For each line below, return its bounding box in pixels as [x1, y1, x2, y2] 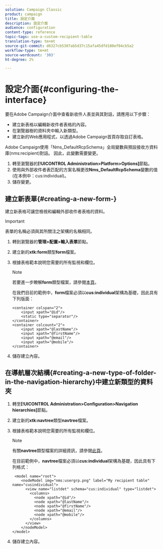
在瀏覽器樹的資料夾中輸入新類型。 [12, 128, 81, 134]
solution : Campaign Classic [5, 7, 62, 12]
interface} [5, 95, 47, 105]
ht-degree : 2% [5, 57, 34, 62]
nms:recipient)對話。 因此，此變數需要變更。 [11, 150, 101, 156]
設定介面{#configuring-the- [5, 84, 119, 95]
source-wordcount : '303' [5, 52, 55, 58]
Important [5, 218, 25, 224]
